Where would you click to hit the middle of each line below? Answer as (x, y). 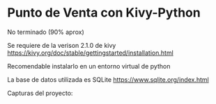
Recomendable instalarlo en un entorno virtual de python (89, 66)
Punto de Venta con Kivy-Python (104, 13)
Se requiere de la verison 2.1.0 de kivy (62, 45)
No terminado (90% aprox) (46, 32)
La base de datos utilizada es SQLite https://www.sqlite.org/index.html (108, 79)
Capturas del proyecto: (40, 93)
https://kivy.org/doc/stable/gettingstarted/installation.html (91, 53)
